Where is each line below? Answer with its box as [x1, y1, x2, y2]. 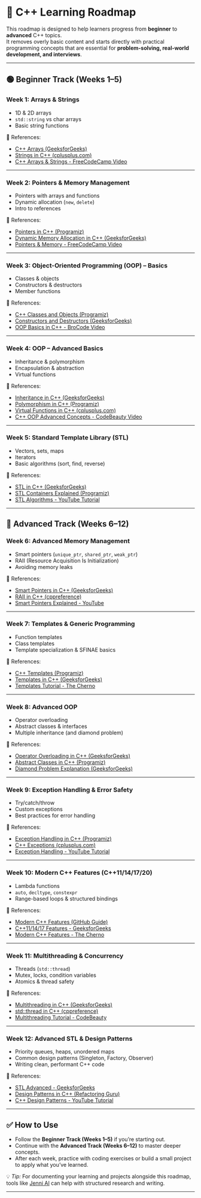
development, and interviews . [6, 50, 82, 58]
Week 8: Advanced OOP [6, 703, 78, 711]
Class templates [14, 640, 55, 647]
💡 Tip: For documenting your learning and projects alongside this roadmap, [6, 1173, 191, 1180]
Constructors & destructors [14, 281, 83, 288]
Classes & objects [14, 275, 59, 282]
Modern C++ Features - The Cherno [14, 931, 105, 938]
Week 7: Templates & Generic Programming [6, 620, 135, 628]
